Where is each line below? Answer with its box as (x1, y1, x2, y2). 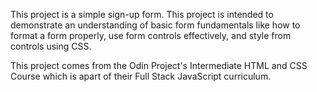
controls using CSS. (10, 40, 92, 52)
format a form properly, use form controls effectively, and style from (10, 30, 292, 41)
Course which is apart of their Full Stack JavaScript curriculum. (10, 70, 272, 82)
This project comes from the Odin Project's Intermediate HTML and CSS (10, 60, 308, 71)
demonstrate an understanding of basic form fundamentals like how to (10, 19, 301, 31)
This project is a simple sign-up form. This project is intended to (10, 9, 274, 20)
